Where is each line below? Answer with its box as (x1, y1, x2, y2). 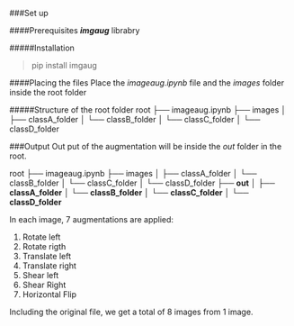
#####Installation (9, 42, 75, 53)
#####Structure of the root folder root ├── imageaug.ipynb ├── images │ (9, 104, 287, 115)
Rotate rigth (22, 241, 67, 251)
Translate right (22, 260, 76, 271)
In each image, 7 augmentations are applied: (9, 214, 174, 224)
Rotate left (22, 231, 61, 242)
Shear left (22, 270, 59, 280)
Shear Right (22, 279, 67, 290)
